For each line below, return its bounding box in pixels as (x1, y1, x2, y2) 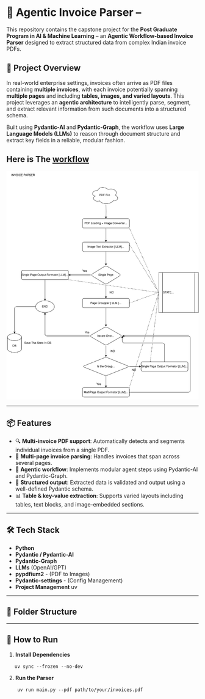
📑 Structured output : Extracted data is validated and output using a (15, 479, 185, 486)
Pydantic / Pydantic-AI (15, 551, 74, 558)
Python (15, 544, 35, 552)
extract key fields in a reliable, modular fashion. (6, 136, 125, 144)
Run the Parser (15, 674, 54, 681)
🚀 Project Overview (6, 63, 81, 73)
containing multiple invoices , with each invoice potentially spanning (6, 86, 178, 93)
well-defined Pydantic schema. (15, 485, 93, 492)
